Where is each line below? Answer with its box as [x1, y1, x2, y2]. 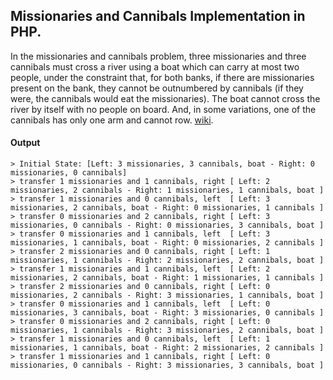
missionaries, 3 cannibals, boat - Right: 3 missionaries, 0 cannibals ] [10, 308, 325, 318]
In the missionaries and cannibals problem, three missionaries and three [10, 50, 307, 62]
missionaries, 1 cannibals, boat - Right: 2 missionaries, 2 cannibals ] [10, 343, 325, 353]
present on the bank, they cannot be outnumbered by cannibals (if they [10, 82, 304, 94]
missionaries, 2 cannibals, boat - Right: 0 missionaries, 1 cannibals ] [10, 203, 325, 213]
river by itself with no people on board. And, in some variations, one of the [10, 103, 317, 115]
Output [10, 137, 41, 149]
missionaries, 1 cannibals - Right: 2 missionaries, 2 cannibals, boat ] [10, 255, 325, 266]
